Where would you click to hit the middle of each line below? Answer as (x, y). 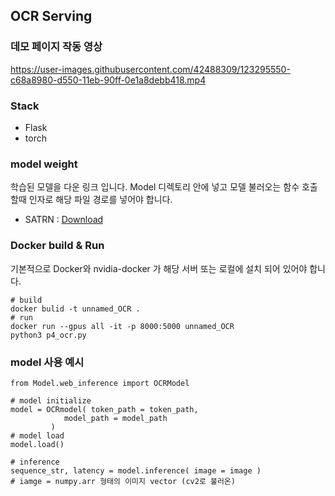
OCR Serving (51, 16)
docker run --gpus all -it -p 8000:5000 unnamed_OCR (122, 326)
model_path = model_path (115, 418)
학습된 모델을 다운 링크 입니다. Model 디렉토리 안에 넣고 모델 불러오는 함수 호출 (164, 187)
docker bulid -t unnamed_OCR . (75, 309)
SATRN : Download (64, 220)
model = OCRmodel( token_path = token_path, (104, 409)
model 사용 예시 (47, 362)
